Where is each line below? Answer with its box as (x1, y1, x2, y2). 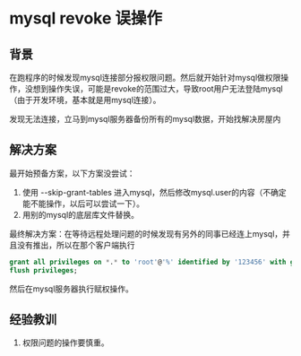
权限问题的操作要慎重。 (21, 337, 109, 348)
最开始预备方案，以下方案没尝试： (9, 168, 135, 178)
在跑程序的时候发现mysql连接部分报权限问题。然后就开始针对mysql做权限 (9, 73, 281, 82)
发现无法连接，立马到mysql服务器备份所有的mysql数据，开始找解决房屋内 (9, 114, 281, 124)
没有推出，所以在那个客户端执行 (16, 239, 135, 250)
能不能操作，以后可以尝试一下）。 (21, 198, 145, 209)
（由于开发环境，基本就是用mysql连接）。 (9, 95, 161, 105)
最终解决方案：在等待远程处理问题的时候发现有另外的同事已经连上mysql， (9, 228, 283, 239)
